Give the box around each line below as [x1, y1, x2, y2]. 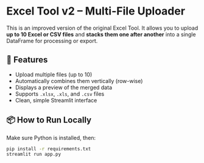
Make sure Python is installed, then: [6, 134, 96, 141]
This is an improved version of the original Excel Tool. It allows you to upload [6, 24, 199, 32]
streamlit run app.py [6, 151, 62, 158]
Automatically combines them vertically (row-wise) [15, 77, 143, 84]
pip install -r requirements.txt [6, 145, 91, 152]
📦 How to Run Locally [6, 115, 92, 125]
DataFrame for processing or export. [6, 37, 98, 44]
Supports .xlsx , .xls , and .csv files [15, 90, 105, 98]
